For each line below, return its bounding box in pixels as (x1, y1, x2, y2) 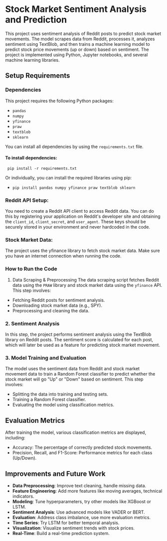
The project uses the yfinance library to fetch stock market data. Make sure (5, 248, 161, 254)
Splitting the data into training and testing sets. (12, 391, 109, 397)
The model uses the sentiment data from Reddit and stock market (5, 366, 140, 372)
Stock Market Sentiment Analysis (5, 3, 147, 15)
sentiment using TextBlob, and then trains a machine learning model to (5, 41, 151, 47)
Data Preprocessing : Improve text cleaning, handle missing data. (12, 482, 147, 489)
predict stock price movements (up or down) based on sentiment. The (5, 46, 149, 52)
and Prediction (5, 14, 67, 25)
